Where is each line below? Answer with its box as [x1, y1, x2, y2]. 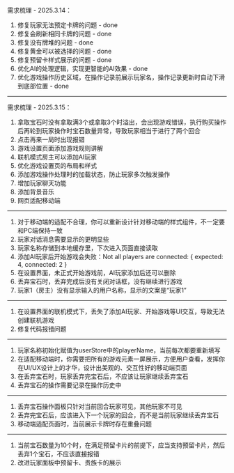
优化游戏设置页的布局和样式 [17, 162, 97, 169]
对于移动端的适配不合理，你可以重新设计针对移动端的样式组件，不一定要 [17, 218, 225, 226]
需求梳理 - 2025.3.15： [7, 103, 72, 111]
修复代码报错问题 [17, 325, 67, 333]
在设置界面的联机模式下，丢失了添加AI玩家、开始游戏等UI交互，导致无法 [17, 307, 225, 316]
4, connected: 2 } [17, 261, 68, 268]
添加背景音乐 [17, 187, 54, 196]
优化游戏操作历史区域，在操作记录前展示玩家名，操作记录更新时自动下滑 [17, 73, 225, 82]
